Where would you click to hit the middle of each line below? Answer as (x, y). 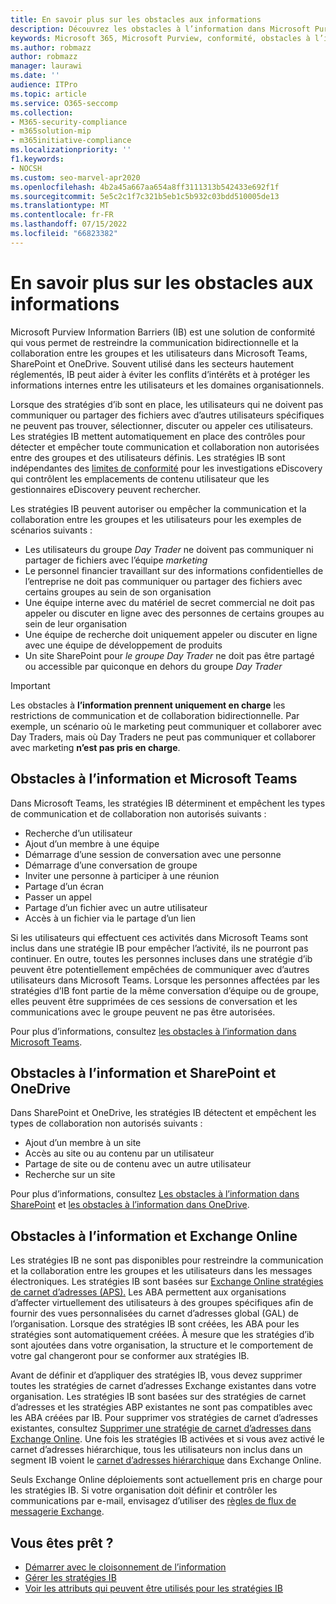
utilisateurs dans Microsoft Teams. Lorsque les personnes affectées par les (165, 980)
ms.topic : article (48, 94)
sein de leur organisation (76, 623)
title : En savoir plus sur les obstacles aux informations (136, 19)
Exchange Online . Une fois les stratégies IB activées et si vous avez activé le (167, 1439)
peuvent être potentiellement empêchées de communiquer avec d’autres (160, 969)
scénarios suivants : (51, 530)
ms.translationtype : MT (60, 206)
